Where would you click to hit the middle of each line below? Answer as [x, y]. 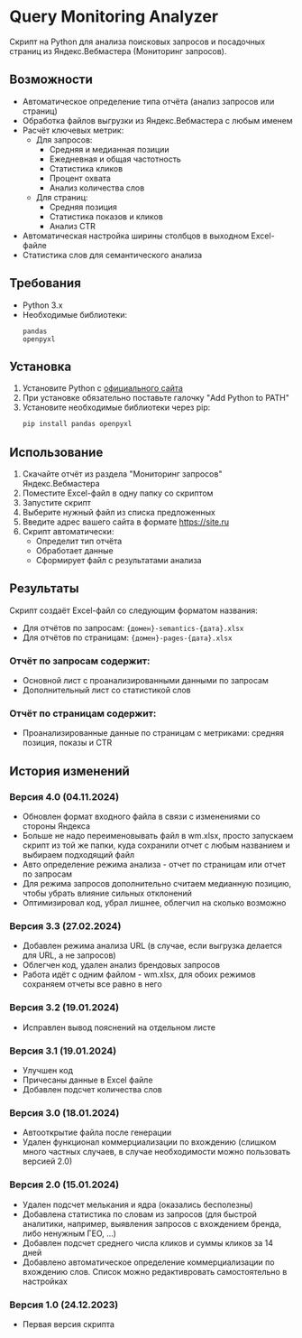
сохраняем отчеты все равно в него [92, 984]
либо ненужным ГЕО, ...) [69, 1233]
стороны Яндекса [56, 826]
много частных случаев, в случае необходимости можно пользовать [156, 1152]
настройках [45, 1281]
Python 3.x [42, 305]
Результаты [44, 589]
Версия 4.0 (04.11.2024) [64, 796]
